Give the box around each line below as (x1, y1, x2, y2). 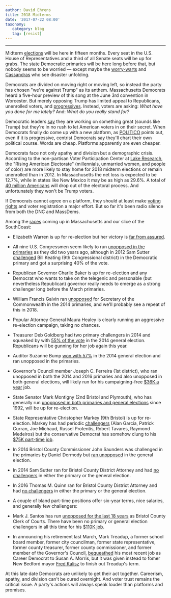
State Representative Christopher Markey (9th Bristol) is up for (12, 415, 144, 421)
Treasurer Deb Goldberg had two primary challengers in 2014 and (12, 332, 151, 338)
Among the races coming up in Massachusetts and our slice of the (5, 219, 145, 224)
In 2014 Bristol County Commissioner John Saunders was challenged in (12, 447, 163, 452)
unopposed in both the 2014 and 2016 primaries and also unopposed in (12, 373, 162, 379)
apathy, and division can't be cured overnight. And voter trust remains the (5, 576, 160, 582)
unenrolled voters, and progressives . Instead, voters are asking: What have (5, 103, 163, 109)
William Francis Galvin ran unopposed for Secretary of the (12, 296, 135, 302)
